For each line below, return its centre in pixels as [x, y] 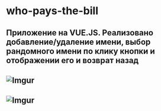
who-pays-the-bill [52, 11]
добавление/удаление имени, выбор [78, 42]
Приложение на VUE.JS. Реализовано [80, 33]
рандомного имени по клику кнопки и [80, 51]
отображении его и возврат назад [73, 60]
